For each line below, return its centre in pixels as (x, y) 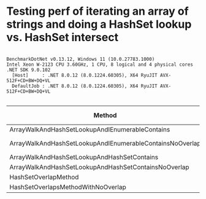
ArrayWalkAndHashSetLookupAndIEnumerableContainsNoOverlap (105, 143)
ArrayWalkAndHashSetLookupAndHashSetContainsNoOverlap (99, 167)
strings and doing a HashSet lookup (99, 24)
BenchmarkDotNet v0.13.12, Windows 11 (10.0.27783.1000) (81, 59)
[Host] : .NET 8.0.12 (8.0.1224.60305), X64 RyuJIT (85, 75)
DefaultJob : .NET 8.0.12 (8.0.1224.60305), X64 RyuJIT (85, 86)
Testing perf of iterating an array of (97, 11)
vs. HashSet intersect (62, 37)
